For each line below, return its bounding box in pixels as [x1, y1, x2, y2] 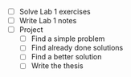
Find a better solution [31, 52, 102, 62]
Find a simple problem [31, 34, 105, 43]
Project [18, 25, 43, 34]
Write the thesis [31, 61, 84, 71]
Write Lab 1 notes [18, 16, 77, 26]
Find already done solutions [31, 43, 124, 53]
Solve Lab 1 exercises [18, 7, 91, 16]
